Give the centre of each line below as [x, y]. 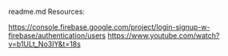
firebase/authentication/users [57, 36]
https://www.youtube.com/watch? [164, 36]
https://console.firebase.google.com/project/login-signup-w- [109, 27]
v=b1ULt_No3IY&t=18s [45, 44]
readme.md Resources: [47, 12]
